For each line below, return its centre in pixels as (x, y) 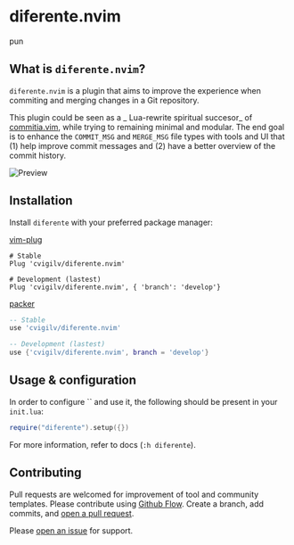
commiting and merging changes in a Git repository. (104, 100)
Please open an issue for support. (71, 530)
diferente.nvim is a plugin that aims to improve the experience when (135, 90)
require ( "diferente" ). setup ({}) (69, 427)
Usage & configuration (73, 380)
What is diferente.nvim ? (78, 69)
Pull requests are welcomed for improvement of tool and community (134, 494)
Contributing (45, 473)
